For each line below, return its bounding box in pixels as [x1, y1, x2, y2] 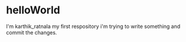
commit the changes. [6, 29, 58, 36]
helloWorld [6, 3, 60, 17]
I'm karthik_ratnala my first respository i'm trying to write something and [6, 23, 181, 30]
